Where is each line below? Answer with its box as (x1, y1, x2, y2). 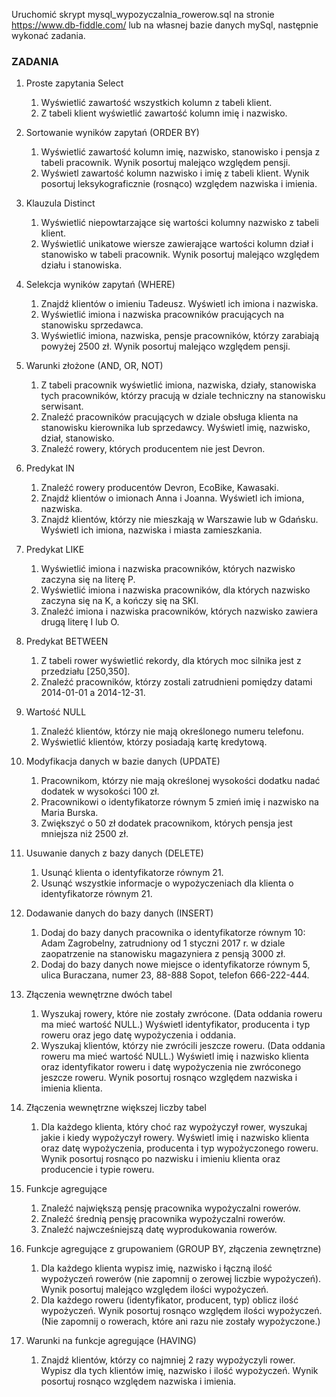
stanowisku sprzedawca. (40, 319, 144, 331)
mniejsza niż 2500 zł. (40, 828, 129, 840)
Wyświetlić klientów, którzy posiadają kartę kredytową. (40, 736, 268, 748)
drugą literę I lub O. (40, 616, 120, 628)
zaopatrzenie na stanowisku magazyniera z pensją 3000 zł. (40, 948, 286, 960)
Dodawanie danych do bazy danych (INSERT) (25, 907, 214, 919)
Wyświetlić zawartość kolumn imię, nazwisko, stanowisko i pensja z (40, 146, 321, 158)
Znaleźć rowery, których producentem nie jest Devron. (40, 443, 266, 455)
